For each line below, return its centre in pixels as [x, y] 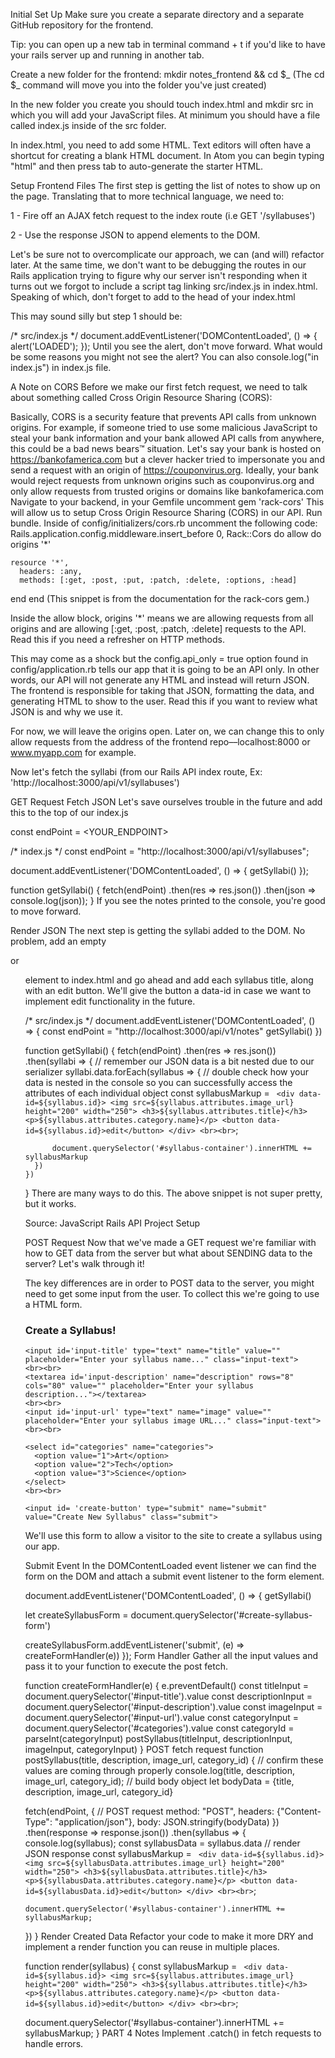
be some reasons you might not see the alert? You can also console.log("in [164, 357]
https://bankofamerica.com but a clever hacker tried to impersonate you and [167, 459]
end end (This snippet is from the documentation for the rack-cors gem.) [160, 598]
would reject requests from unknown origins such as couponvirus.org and [162, 480]
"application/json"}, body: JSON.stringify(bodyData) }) [167, 1822]
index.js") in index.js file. [61, 367]
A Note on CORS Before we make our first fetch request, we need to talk [159, 387]
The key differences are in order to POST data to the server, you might [169, 1283]
